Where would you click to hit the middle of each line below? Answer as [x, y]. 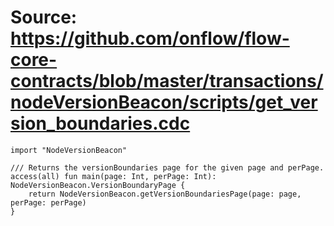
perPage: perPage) [48, 202]
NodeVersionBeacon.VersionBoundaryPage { [98, 185]
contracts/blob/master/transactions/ [167, 81]
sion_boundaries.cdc [100, 123]
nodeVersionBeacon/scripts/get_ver [164, 102]
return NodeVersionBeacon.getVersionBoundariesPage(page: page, [165, 194]
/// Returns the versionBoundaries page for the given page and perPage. [167, 167]
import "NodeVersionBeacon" [69, 150]
